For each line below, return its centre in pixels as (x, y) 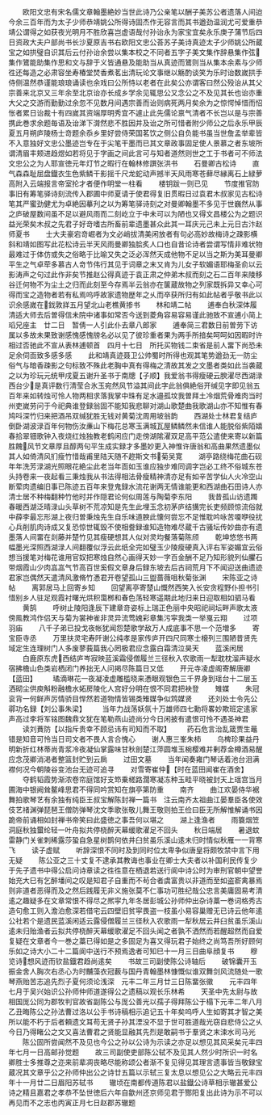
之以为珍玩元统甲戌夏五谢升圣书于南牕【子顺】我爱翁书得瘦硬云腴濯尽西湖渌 (135, 375)
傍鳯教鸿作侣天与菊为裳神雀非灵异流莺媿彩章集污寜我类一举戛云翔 (118, 618)
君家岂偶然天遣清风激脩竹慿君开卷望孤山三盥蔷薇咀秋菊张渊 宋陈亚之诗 (133, 577)
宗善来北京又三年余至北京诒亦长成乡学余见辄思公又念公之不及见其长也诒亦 (132, 93)
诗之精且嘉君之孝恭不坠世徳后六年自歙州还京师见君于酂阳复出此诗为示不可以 (135, 1092)
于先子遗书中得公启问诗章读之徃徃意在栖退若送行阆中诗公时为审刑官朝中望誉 (135, 870)
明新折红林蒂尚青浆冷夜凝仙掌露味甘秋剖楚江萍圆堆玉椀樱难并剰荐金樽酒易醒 (135, 749)
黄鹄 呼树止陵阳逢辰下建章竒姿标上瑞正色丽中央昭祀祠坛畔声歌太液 (140, 608)
